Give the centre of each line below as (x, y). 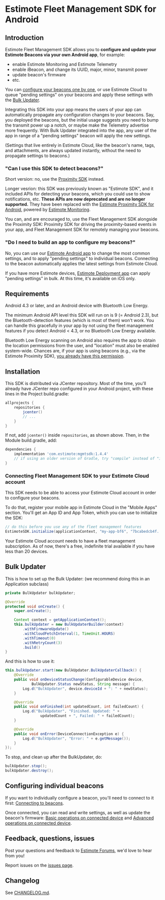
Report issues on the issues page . (39, 865)
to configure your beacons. (33, 498)
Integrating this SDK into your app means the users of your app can (73, 110)
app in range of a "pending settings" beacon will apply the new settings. (78, 136)
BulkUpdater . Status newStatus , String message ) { (83, 684)
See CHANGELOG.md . (28, 893)
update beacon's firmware (39, 75)
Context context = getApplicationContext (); (60, 620)
